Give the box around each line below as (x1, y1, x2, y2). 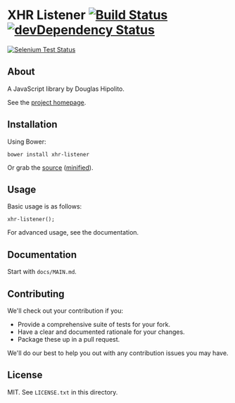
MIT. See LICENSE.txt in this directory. (7, 387, 118, 396)
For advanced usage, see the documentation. (7, 228, 139, 237)
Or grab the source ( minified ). (7, 163, 94, 172)
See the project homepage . (7, 98, 87, 106)
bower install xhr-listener (7, 151, 90, 158)
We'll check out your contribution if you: (7, 306, 123, 315)
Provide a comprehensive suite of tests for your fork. (17, 321, 171, 328)
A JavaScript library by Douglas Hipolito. (7, 85, 125, 93)
